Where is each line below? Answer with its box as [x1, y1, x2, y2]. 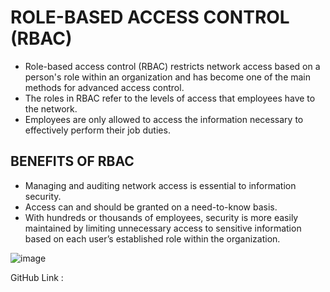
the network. [24, 102, 78, 115]
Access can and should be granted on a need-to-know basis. [24, 201, 278, 213]
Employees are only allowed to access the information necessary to [24, 113, 304, 125]
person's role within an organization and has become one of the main [24, 71, 312, 83]
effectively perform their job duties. [24, 124, 171, 136]
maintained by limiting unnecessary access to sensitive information [24, 222, 302, 234]
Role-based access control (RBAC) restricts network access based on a [24, 60, 321, 72]
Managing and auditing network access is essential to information [24, 179, 297, 191]
